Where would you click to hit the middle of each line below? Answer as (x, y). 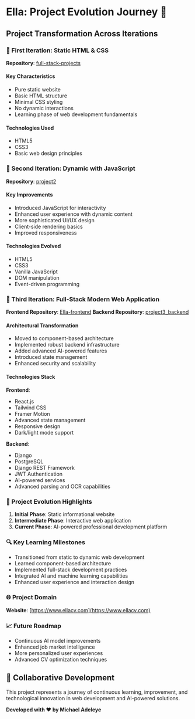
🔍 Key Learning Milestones (46, 542)
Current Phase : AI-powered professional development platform (91, 527)
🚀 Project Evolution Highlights (49, 501)
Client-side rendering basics (48, 226)
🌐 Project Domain (32, 598)
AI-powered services (40, 480)
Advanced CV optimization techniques (61, 659)
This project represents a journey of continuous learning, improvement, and (97, 692)
